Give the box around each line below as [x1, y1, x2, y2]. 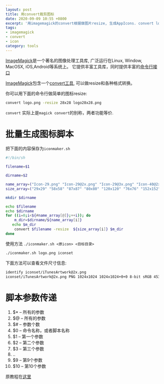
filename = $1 [5, 164, 30, 169]
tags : [5, 25, 17, 30]
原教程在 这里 [5, 374, 31, 380]
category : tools [5, 43, 38, 48]
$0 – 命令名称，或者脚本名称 [12, 328, 70, 334]
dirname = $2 [5, 173, 28, 178]
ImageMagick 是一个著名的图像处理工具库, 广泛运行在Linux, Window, [5, 57, 143, 64]
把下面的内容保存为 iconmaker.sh [5, 146, 70, 151]
